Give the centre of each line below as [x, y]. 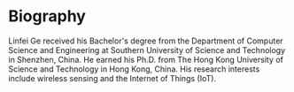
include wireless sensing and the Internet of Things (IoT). [112, 78]
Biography [47, 16]
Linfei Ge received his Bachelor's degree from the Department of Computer [146, 41]
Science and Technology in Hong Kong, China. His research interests [134, 69]
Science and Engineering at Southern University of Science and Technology [147, 50]
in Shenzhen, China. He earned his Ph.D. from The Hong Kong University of [146, 59]
